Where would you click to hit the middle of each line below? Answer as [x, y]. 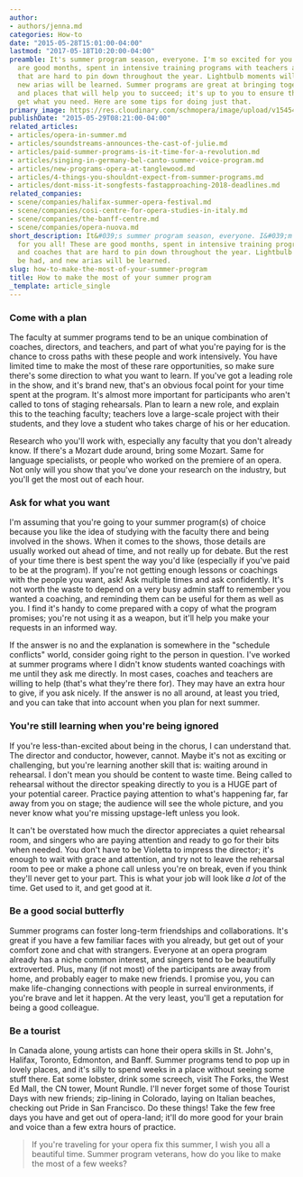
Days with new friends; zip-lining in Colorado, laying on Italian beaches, [142, 1099]
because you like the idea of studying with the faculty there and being [139, 532]
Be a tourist [35, 1031]
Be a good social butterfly [67, 911]
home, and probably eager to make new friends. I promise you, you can [142, 979]
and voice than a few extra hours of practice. [93, 1127]
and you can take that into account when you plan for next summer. [135, 703]
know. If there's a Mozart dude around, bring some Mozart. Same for [137, 450]
